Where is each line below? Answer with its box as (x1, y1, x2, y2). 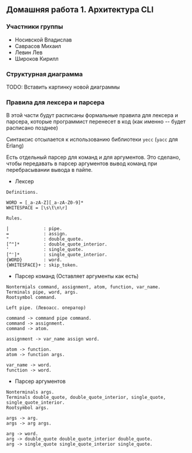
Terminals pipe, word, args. (6, 290, 78, 295)
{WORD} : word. (6, 257, 62, 263)
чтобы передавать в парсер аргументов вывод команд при (6, 160, 158, 167)
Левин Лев (14, 49, 43, 56)
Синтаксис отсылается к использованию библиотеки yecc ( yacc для (6, 136, 178, 143)
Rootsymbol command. (6, 294, 58, 301)
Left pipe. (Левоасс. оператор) (6, 305, 86, 311)
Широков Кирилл (14, 55, 59, 62)
